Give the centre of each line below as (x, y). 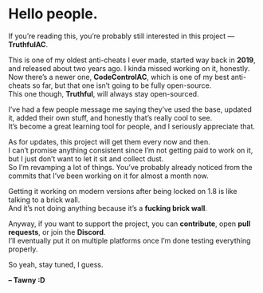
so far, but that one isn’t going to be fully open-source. (122, 85)
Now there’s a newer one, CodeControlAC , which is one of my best (119, 77)
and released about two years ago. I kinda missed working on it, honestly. (129, 68)
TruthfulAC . (28, 44)
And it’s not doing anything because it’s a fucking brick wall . (108, 208)
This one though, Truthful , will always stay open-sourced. (104, 93)
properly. (23, 249)
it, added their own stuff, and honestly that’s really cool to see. (110, 117)
